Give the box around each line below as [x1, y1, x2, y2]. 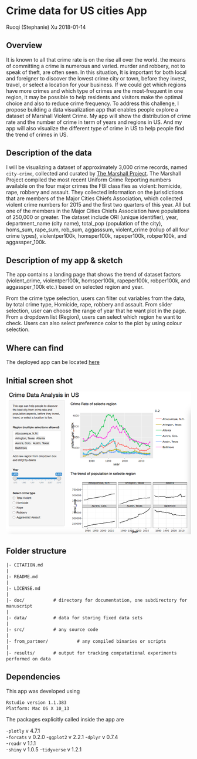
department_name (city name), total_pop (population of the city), [6, 220, 163, 227]
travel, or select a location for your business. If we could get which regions [6, 81, 186, 88]
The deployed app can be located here [6, 359, 100, 366]
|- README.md [6, 574, 38, 579]
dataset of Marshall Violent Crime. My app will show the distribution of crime [6, 112, 191, 119]
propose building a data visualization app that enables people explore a [6, 106, 179, 113]
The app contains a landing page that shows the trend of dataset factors [6, 271, 181, 278]
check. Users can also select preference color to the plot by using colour [6, 320, 182, 327]
